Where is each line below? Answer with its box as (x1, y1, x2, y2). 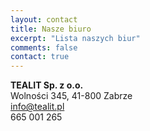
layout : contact (10, 14, 78, 25)
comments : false (10, 42, 78, 53)
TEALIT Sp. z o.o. (10, 79, 84, 91)
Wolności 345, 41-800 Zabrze (10, 90, 133, 102)
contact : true (10, 52, 70, 62)
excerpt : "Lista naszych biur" (10, 33, 141, 43)
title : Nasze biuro (10, 24, 92, 34)
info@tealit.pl (10, 101, 65, 113)
